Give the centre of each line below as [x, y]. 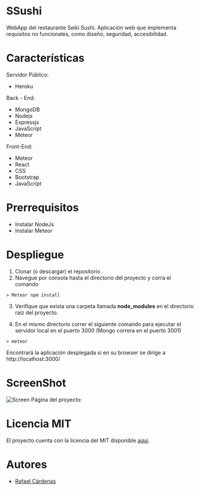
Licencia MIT [39, 424]
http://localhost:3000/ [34, 359]
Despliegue [35, 255]
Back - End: [21, 98]
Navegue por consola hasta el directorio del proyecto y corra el [93, 278]
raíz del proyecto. [37, 312]
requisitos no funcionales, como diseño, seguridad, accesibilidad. [87, 34]
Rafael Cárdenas [35, 481]
